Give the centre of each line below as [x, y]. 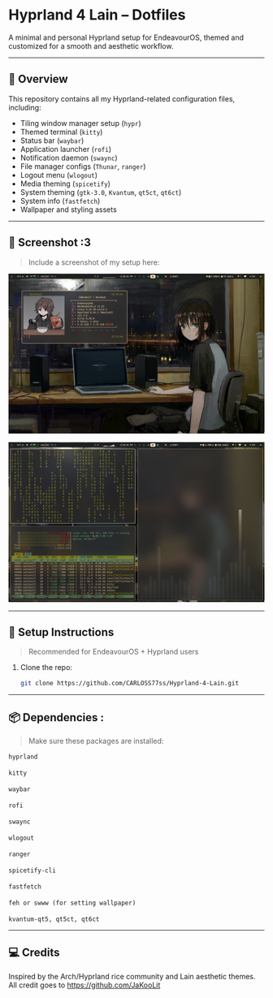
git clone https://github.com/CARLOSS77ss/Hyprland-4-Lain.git [130, 684]
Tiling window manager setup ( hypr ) [81, 123]
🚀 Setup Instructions [61, 632]
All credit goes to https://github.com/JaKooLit [84, 985]
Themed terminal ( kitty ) [61, 132]
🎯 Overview [38, 79]
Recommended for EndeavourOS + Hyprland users [113, 652]
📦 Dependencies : [56, 717]
